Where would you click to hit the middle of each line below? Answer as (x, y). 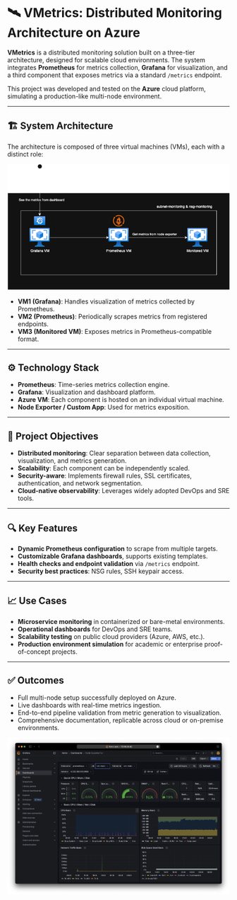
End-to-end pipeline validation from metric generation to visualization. (120, 712)
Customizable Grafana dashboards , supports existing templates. (113, 556)
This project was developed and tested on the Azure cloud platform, (107, 88)
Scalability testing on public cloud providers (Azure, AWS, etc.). (111, 636)
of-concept (34, 652)
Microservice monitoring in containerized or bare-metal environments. (121, 621)
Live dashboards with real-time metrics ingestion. (90, 705)
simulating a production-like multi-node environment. (85, 96)
